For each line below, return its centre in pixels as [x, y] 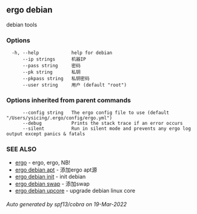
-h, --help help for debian [62, 53]
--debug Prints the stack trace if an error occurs [102, 124]
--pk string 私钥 [51, 72]
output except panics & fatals [46, 134]
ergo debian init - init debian [50, 176]
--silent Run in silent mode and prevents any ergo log [106, 129]
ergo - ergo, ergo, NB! [43, 162]
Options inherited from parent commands [69, 101]
